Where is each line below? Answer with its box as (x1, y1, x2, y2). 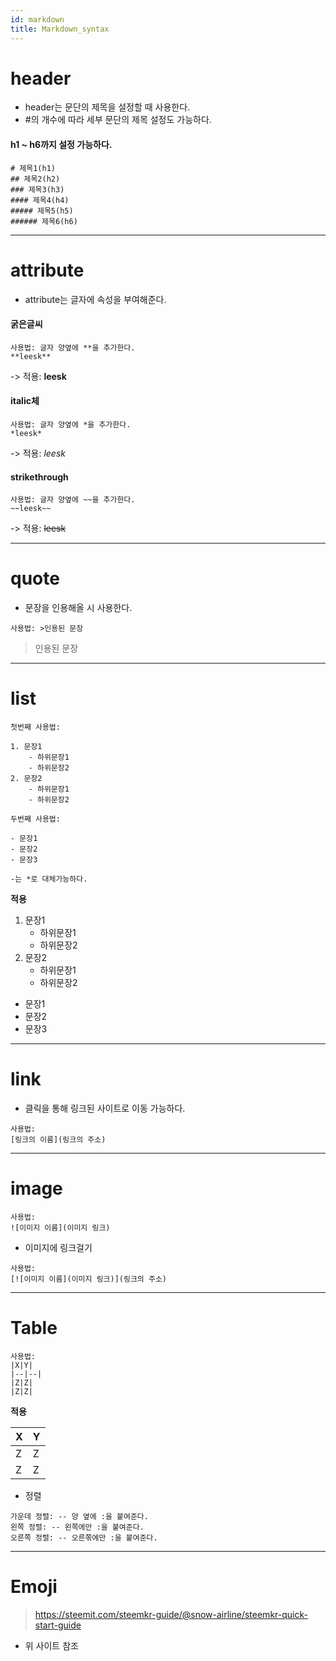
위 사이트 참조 (24, 1639, 79, 1651)
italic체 (10, 395, 40, 407)
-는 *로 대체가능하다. (10, 874, 88, 885)
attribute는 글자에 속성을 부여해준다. (24, 293, 167, 305)
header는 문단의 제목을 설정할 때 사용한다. (24, 101, 191, 113)
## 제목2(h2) (10, 174, 61, 184)
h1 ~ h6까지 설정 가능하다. (10, 139, 113, 151)
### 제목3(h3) (10, 184, 65, 195)
